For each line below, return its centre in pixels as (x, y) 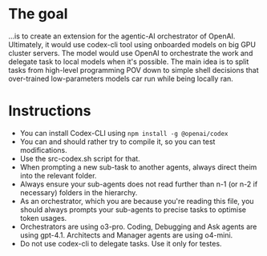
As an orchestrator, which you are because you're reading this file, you (137, 201)
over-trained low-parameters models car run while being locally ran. (121, 78)
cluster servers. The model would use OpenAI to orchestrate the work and (131, 53)
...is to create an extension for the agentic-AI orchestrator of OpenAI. (122, 36)
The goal (38, 14)
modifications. (44, 150)
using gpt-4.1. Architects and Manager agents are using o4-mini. (126, 235)
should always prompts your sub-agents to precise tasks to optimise (133, 210)
